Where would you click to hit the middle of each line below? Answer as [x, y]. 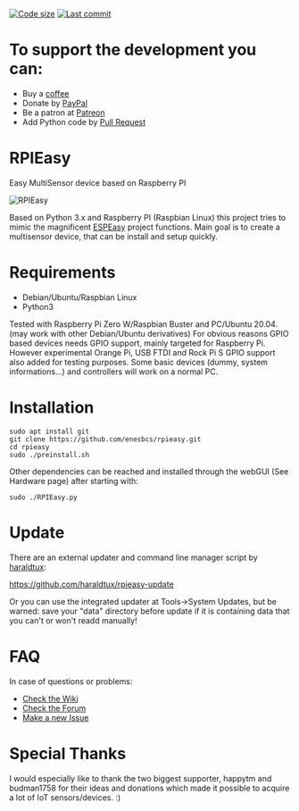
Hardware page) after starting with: [74, 481]
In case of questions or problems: [71, 681]
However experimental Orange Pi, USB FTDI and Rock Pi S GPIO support [142, 352]
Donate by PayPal [54, 103]
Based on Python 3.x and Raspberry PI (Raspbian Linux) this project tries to [148, 217]
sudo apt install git [50, 431]
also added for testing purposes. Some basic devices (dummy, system [139, 362]
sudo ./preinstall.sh [50, 455]
